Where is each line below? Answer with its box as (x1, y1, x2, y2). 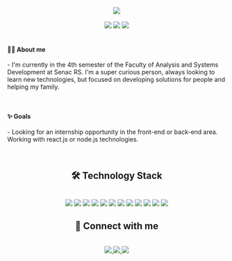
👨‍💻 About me (7, 45, 46, 53)
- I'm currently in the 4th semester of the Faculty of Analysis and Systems (7, 60, 219, 69)
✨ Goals (7, 112, 31, 120)
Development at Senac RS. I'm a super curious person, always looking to (7, 68, 215, 76)
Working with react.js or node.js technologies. (7, 135, 139, 144)
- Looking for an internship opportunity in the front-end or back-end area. (7, 128, 218, 136)
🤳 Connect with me (75, 220, 158, 232)
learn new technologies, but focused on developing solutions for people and (7, 76, 226, 84)
